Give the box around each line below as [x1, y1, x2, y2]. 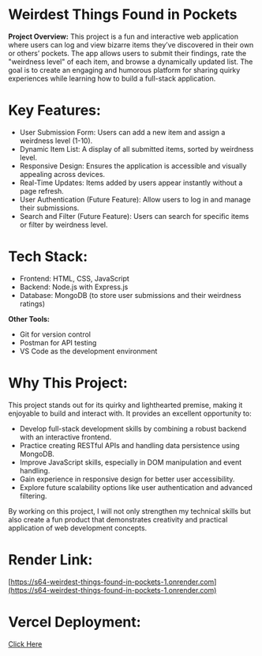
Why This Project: [8, 374, 128, 392]
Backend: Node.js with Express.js [19, 282, 129, 292]
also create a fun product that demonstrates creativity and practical [8, 515, 228, 524]
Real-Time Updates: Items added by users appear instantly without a [19, 178, 243, 187]
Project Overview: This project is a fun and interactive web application [8, 32, 239, 41]
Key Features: [8, 101, 101, 119]
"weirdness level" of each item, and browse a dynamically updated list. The [8, 57, 253, 66]
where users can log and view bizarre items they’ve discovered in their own [8, 40, 254, 49]
